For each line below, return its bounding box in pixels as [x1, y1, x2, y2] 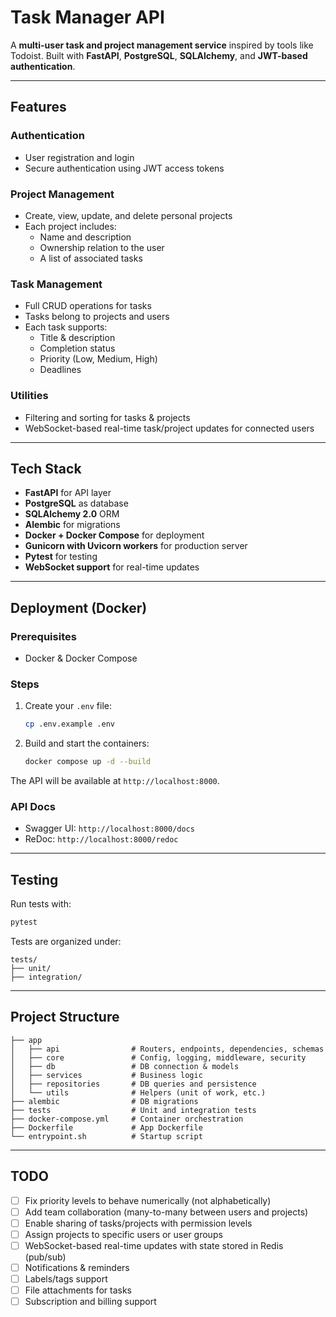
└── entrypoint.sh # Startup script [10, 1131, 203, 1141]
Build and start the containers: [24, 737, 150, 750]
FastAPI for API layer [24, 487, 112, 499]
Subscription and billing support [24, 1296, 157, 1308]
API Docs [10, 799, 56, 813]
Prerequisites [10, 629, 77, 643]
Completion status [39, 342, 116, 355]
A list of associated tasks [39, 252, 143, 264]
